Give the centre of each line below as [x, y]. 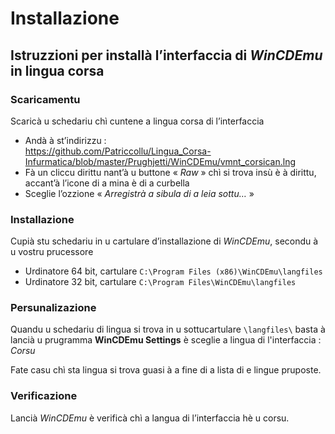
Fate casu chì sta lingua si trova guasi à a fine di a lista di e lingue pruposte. [166, 370]
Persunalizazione [53, 308]
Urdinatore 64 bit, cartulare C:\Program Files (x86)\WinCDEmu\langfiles [173, 271]
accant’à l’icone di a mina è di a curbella [107, 183]
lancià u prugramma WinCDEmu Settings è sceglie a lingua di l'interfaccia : [166, 340]
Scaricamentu [45, 99]
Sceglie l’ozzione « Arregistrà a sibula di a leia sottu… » [139, 193]
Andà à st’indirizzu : [65, 140]
